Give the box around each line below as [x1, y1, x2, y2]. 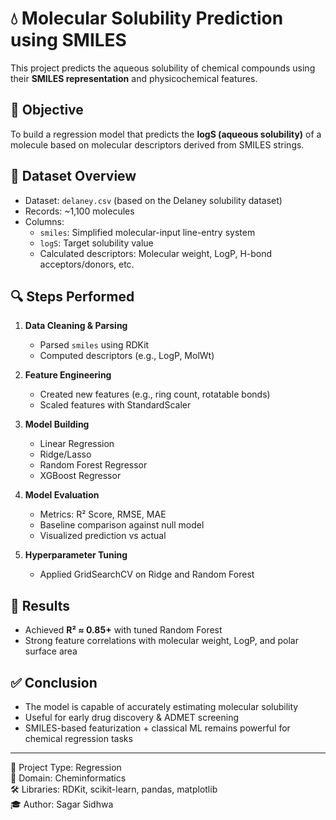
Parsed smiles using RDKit [39, 339, 150, 351]
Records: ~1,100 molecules [24, 205, 135, 217]
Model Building [24, 418, 90, 431]
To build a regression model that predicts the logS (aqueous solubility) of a [10, 128, 322, 140]
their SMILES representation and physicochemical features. [10, 72, 258, 84]
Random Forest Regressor [39, 459, 148, 471]
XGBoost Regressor [39, 470, 122, 482]
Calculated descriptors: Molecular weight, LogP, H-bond [39, 247, 273, 259]
